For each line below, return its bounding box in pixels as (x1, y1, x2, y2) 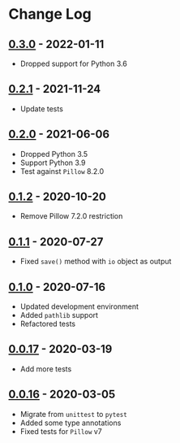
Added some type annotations (19, 418, 122, 428)
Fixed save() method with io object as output (19, 257, 172, 267)
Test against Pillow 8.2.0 (19, 166, 105, 176)
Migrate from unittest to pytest (19, 409, 127, 419)
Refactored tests (19, 319, 75, 329)
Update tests (19, 103, 63, 114)
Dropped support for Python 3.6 (19, 59, 127, 68)
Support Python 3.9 (19, 158, 87, 167)
